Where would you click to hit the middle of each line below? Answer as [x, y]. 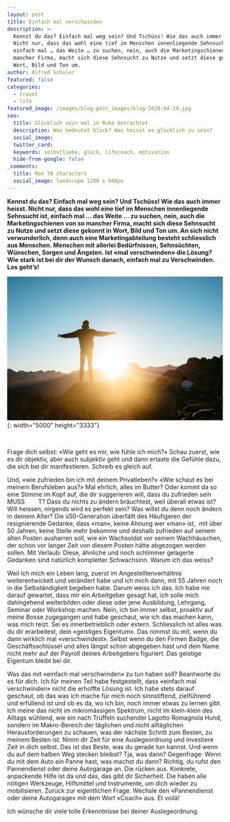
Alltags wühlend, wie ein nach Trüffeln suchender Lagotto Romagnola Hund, [115, 718]
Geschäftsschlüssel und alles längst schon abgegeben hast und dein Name [113, 646]
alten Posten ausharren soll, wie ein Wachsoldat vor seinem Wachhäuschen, [115, 538]
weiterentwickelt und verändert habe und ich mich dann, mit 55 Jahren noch [115, 580]
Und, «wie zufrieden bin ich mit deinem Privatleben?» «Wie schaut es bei [110, 480]
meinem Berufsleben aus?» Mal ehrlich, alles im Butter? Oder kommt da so [112, 487]
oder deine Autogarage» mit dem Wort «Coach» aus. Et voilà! [93, 798]
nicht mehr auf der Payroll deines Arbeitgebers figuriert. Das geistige [104, 654]
